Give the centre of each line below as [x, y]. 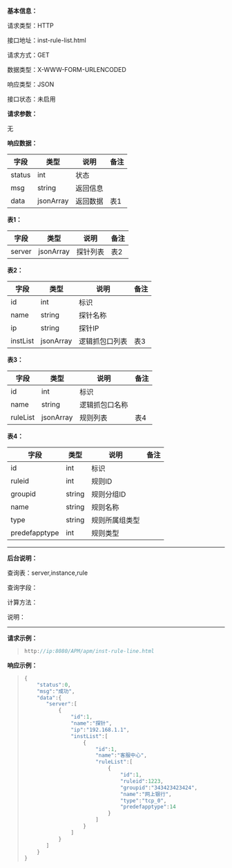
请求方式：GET [28, 55]
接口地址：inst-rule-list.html [47, 40]
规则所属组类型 [115, 520]
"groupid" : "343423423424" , [159, 788]
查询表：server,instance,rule [48, 573]
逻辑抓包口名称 [104, 405]
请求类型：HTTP [30, 26]
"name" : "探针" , [91, 723]
